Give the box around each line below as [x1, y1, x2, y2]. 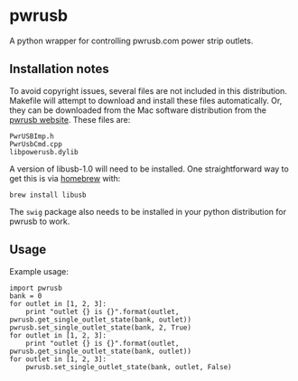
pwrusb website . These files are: [9, 114, 131, 125]
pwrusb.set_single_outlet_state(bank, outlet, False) [25, 362, 232, 371]
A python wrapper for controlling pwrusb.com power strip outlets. [9, 35, 254, 46]
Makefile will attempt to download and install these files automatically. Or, [9, 95, 283, 106]
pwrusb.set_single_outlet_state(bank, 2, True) [9, 322, 192, 332]
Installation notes [9, 61, 110, 77]
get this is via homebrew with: [9, 172, 121, 183]
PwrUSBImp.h [9, 132, 54, 141]
